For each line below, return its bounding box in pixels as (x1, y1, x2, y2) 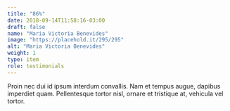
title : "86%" (7, 10, 46, 18)
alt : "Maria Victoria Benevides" (7, 43, 106, 50)
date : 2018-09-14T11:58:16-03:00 (7, 17, 106, 24)
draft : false (7, 23, 46, 30)
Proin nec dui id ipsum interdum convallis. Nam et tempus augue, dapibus (7, 81, 221, 90)
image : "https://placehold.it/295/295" (7, 37, 124, 44)
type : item (7, 56, 39, 63)
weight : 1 (7, 50, 37, 57)
